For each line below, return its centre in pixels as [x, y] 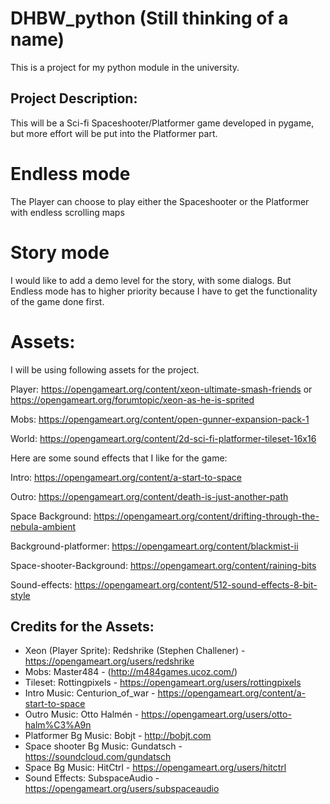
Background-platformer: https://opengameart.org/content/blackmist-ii [154, 546]
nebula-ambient [43, 526]
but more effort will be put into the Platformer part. [114, 133]
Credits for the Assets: [82, 626]
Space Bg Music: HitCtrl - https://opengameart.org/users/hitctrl [155, 768]
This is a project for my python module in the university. [125, 67]
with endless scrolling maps [67, 212]
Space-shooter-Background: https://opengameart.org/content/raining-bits [163, 565]
